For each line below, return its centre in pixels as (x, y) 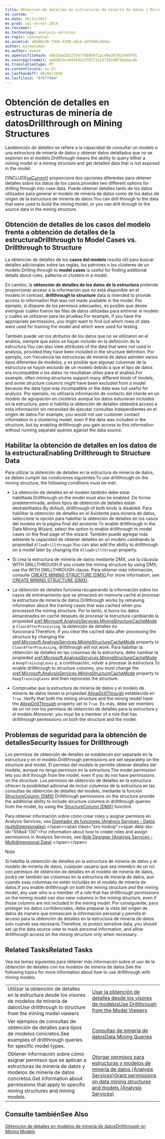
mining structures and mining (41, 1090)
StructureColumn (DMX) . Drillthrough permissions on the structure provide (80, 796)
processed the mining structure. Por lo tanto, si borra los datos (75, 611)
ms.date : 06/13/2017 (26, 19)
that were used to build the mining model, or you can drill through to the (78, 204)
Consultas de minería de (120, 1030)
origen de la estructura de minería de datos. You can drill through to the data (82, 199)
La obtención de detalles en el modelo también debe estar (71, 492)
